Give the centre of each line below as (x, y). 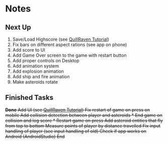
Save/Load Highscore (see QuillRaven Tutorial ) (61, 39)
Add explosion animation (38, 71)
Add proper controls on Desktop (46, 60)
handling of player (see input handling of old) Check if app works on (76, 131)
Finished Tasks (29, 98)
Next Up (18, 27)
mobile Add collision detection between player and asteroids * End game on (84, 115)
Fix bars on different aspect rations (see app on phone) (70, 45)
